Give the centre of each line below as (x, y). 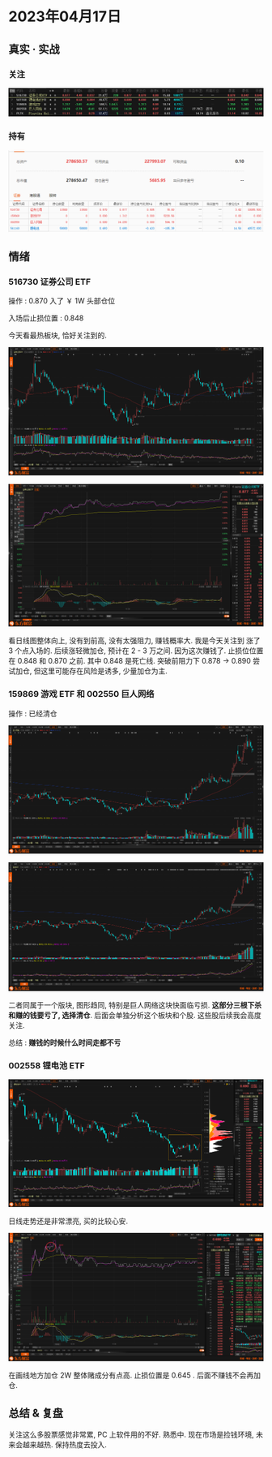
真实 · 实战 (34, 49)
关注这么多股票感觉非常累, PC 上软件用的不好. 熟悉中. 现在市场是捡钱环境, (132, 1434)
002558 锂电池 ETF (47, 1065)
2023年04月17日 (65, 17)
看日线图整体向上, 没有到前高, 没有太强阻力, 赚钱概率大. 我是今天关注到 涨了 (134, 641)
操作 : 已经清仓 (33, 713)
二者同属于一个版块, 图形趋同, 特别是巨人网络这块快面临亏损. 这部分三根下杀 (135, 1005)
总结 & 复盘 (36, 1414)
